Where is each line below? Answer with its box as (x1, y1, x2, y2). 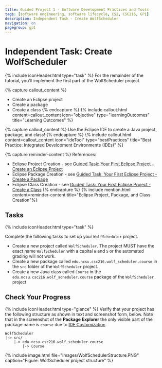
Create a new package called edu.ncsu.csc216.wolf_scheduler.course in (12, 258, 157, 264)
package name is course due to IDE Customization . (5, 321, 107, 327)
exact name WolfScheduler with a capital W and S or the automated (12, 248, 144, 254)
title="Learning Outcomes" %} (12, 117, 73, 123)
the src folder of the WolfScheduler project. (12, 263, 99, 269)
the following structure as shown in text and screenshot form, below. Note (5, 311, 153, 317)
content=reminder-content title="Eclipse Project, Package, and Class (12, 192, 151, 198)
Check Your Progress (5, 293, 71, 301)
